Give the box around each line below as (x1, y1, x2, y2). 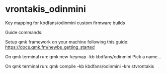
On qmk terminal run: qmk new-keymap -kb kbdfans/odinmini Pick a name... (5, 53, 162, 60)
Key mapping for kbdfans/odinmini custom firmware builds (5, 20, 125, 26)
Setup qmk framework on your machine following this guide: (5, 38, 129, 45)
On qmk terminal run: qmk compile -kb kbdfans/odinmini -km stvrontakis (5, 63, 154, 69)
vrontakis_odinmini (5, 3, 86, 15)
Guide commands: (5, 29, 43, 35)
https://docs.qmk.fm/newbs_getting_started (5, 44, 95, 50)
